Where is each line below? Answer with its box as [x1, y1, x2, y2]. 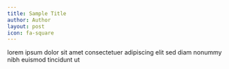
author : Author [7, 17, 51, 23]
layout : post [7, 23, 45, 30]
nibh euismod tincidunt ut [7, 56, 80, 64]
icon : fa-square [7, 29, 54, 37]
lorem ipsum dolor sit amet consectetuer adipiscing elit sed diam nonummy [7, 48, 222, 57]
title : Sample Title [7, 10, 67, 17]
